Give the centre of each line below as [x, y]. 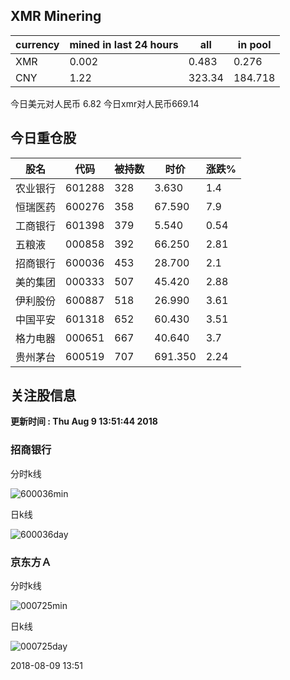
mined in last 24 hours [124, 44]
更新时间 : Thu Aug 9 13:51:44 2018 [84, 421]
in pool [254, 44]
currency [37, 44]
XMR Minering [56, 16]
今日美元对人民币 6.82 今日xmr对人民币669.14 [105, 103]
